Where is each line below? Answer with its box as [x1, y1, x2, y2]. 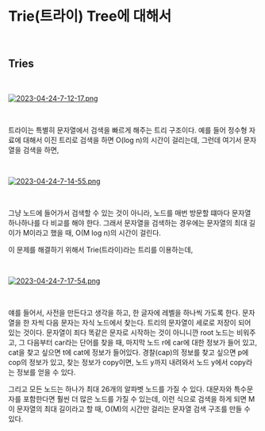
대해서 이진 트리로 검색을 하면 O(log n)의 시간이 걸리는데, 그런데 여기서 [22, 135, 242, 144]
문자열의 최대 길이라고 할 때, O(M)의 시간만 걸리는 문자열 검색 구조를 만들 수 [16, 404, 252, 414]
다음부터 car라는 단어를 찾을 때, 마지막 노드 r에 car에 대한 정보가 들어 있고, [26, 337, 258, 347]
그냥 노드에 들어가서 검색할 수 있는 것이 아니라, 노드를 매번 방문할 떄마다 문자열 [8, 208, 252, 217]
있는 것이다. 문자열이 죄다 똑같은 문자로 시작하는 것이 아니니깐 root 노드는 [8, 327, 236, 337]
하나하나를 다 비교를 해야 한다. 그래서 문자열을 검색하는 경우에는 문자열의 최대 [8, 217, 248, 227]
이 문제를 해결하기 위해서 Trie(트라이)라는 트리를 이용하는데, [8, 244, 194, 254]
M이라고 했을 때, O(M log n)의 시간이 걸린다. [22, 228, 161, 237]
